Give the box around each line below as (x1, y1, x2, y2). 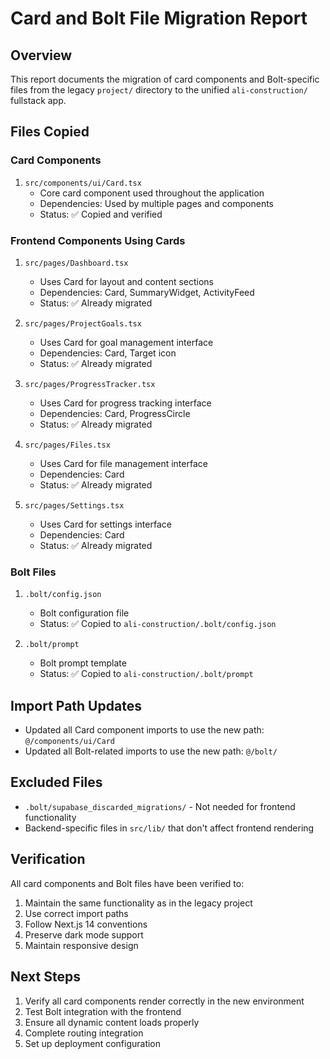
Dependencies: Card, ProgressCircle (39, 407, 191, 419)
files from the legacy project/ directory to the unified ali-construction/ (10, 84, 308, 96)
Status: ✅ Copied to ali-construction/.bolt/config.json (39, 618, 277, 630)
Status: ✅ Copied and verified (39, 208, 163, 220)
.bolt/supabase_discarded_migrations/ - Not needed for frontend (24, 800, 296, 812)
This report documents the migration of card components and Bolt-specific (10, 73, 320, 85)
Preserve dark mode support (24, 928, 144, 941)
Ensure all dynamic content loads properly (24, 1016, 200, 1028)
